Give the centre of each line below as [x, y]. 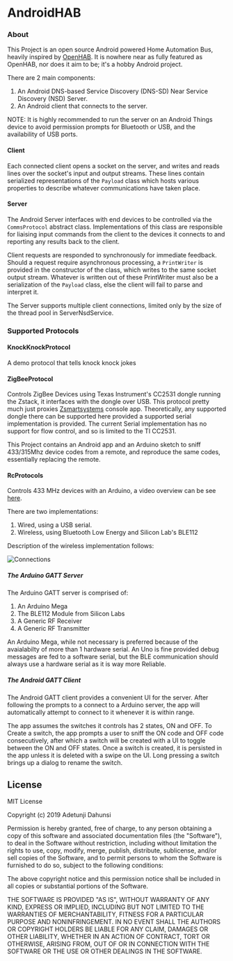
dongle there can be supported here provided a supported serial [99, 417]
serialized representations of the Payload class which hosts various [103, 180]
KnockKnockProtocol [39, 347]
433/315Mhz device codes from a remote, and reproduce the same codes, [114, 452]
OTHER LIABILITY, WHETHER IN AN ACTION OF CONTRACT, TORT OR [109, 937]
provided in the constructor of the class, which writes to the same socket [112, 270]
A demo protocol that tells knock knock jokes [72, 363]
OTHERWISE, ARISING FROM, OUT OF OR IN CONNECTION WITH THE [109, 944]
